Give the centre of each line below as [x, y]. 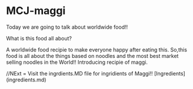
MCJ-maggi [36, 11]
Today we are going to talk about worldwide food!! [67, 27]
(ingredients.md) [26, 80]
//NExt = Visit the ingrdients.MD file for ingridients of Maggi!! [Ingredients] [96, 73]
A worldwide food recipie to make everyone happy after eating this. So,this [96, 49]
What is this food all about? [39, 38]
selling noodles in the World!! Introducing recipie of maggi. [77, 62]
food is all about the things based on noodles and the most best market [92, 56]
